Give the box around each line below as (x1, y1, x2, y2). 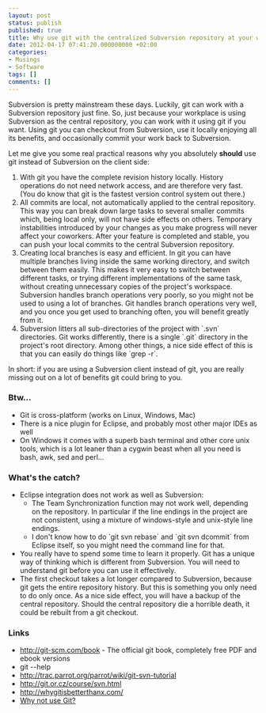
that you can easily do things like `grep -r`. (19, 349, 158, 358)
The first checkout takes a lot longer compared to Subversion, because (19, 575, 252, 584)
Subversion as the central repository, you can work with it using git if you (8, 116, 246, 126)
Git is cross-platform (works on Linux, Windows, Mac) (19, 410, 196, 419)
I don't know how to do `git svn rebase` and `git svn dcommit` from (31, 532, 249, 542)
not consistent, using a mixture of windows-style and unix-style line (31, 515, 253, 525)
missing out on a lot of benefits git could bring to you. (8, 373, 183, 382)
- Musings (8, 56, 41, 64)
